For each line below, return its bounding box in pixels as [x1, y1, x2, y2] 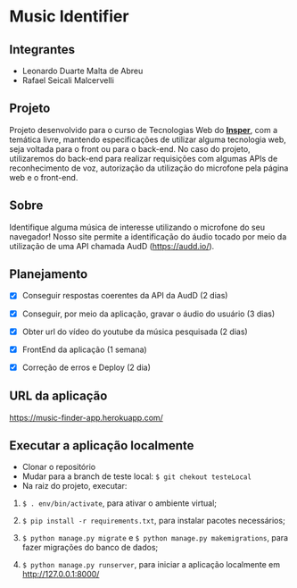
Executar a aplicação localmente [9, 438, 194, 453]
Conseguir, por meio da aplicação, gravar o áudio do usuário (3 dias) [21, 308, 276, 319]
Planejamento [9, 266, 88, 282]
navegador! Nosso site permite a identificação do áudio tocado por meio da [9, 231, 287, 242]
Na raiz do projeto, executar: [21, 481, 128, 491]
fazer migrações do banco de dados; [21, 542, 159, 553]
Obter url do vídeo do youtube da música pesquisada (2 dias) [21, 326, 248, 337]
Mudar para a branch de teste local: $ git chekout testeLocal [21, 471, 252, 482]
